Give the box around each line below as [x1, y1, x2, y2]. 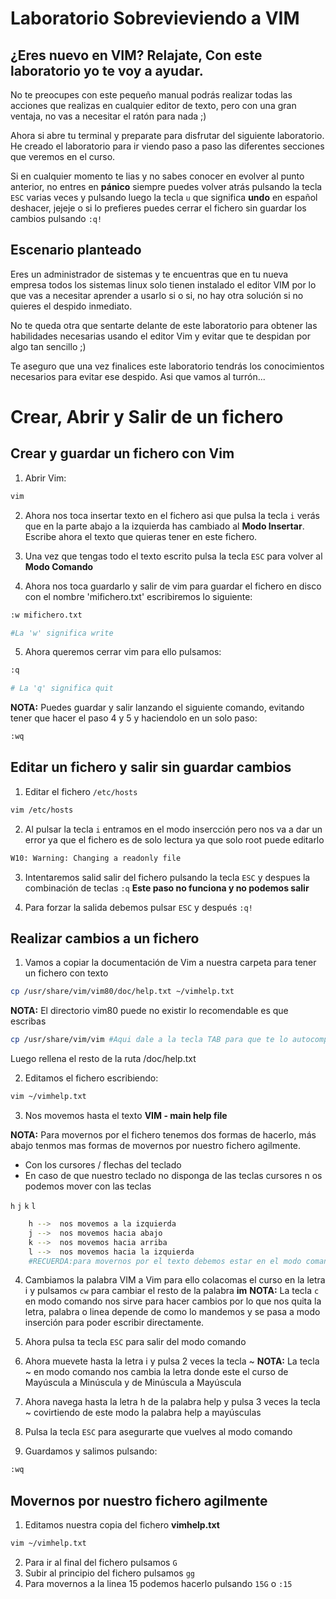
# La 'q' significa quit [10, 683, 114, 694]
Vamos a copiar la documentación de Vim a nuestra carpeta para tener [24, 957, 317, 969]
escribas [10, 1015, 47, 1027]
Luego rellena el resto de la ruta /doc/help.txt [10, 1053, 197, 1065]
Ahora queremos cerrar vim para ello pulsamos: [24, 646, 222, 658]
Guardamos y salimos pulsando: [24, 1445, 158, 1457]
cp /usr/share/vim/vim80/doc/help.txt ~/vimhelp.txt [10, 987, 235, 997]
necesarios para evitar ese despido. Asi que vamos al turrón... [10, 370, 266, 382]
